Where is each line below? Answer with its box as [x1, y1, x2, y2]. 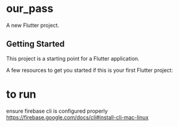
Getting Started [6, 39, 65, 49]
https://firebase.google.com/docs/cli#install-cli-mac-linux [6, 113, 149, 121]
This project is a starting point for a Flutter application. [6, 55, 140, 62]
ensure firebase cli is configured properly [6, 107, 108, 114]
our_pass [6, 2, 54, 16]
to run [6, 87, 37, 101]
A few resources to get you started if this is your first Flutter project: [6, 66, 173, 74]
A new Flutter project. [6, 22, 60, 29]
